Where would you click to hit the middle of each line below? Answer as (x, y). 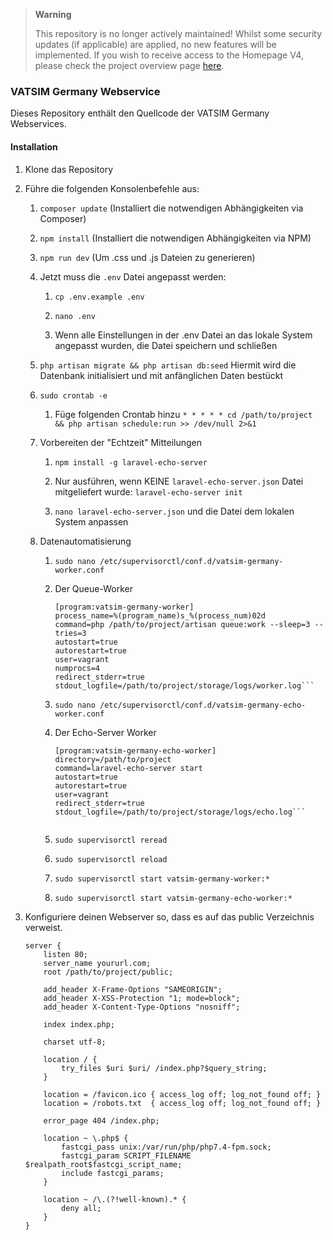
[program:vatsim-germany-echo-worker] (135, 750)
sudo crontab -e (73, 395)
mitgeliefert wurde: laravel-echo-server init (148, 491)
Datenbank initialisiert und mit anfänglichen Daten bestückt (161, 375)
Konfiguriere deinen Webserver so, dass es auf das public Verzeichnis (169, 916)
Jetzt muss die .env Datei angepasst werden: (133, 276)
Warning (53, 14)
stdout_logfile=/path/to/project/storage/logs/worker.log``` (184, 685)
